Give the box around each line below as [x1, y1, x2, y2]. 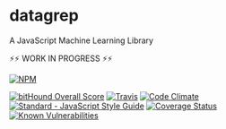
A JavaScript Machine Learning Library [9, 35, 154, 46]
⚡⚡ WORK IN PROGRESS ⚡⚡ [9, 53, 113, 64]
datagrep [9, 5, 79, 26]
